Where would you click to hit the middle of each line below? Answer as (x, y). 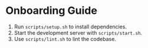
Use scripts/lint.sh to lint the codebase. (65, 39)
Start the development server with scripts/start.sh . (78, 32)
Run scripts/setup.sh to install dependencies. (70, 27)
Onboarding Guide (52, 11)
